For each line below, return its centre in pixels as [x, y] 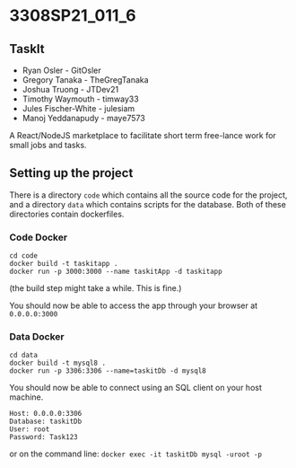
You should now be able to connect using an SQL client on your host [135, 388]
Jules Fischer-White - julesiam [78, 108]
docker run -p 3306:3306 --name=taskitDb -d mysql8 [108, 371]
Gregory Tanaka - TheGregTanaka [86, 80]
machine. [26, 397]
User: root [30, 429]
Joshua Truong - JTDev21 [70, 89]
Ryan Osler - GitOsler [61, 70]
